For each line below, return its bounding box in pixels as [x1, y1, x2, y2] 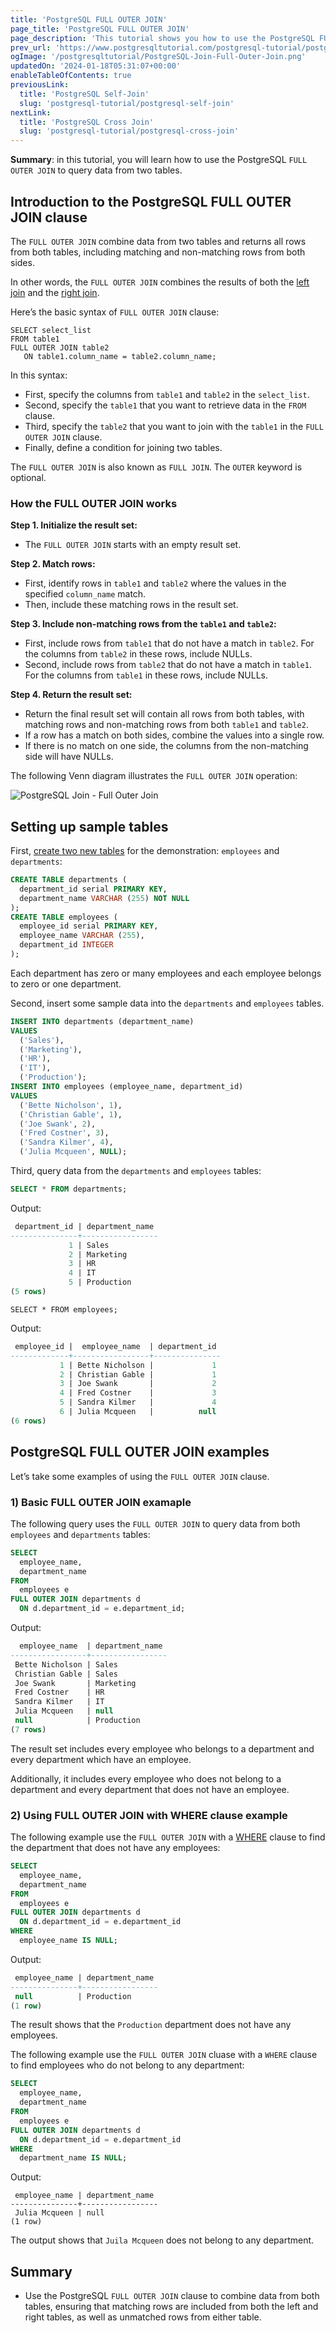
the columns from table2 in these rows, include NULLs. [24, 648, 253, 660]
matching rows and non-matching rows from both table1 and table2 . [24, 719, 309, 731]
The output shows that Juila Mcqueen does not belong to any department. [10, 2234, 315, 2246]
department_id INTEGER [19, 940, 114, 950]
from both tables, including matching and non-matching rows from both [10, 246, 306, 258]
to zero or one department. [10, 977, 122, 990]
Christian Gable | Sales [14, 1669, 118, 1679]
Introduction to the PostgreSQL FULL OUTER [10, 193, 292, 210]
